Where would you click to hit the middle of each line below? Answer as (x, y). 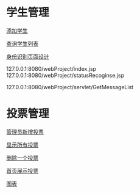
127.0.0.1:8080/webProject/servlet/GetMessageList (70, 87)
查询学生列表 (22, 43)
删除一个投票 (22, 158)
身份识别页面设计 (28, 56)
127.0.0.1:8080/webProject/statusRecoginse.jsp (65, 75)
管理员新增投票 (25, 131)
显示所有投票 (22, 145)
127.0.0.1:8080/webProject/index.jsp (51, 68)
